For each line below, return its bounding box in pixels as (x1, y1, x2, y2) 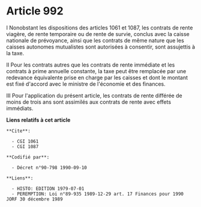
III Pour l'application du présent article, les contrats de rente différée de (6, 92, 182, 99)
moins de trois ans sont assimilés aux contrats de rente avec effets (6, 98, 172, 106)
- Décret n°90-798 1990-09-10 (11, 164, 87, 170)
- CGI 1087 (11, 143, 39, 149)
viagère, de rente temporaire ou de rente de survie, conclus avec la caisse (6, 30, 190, 37)
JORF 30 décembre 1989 (6, 196, 63, 202)
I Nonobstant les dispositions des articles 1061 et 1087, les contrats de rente (6, 24, 193, 31)
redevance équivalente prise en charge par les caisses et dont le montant (6, 74, 188, 81)
